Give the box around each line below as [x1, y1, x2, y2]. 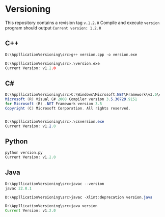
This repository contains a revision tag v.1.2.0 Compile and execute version [5, 20, 160, 26]
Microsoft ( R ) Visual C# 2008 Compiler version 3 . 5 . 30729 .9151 [5, 97, 137, 102]
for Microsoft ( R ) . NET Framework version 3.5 [5, 101, 102, 106]
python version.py [5, 150, 43, 155]
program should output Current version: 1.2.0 [5, 25, 102, 30]
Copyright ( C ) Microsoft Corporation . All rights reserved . [5, 106, 131, 111]
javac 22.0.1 [5, 186, 32, 191]
